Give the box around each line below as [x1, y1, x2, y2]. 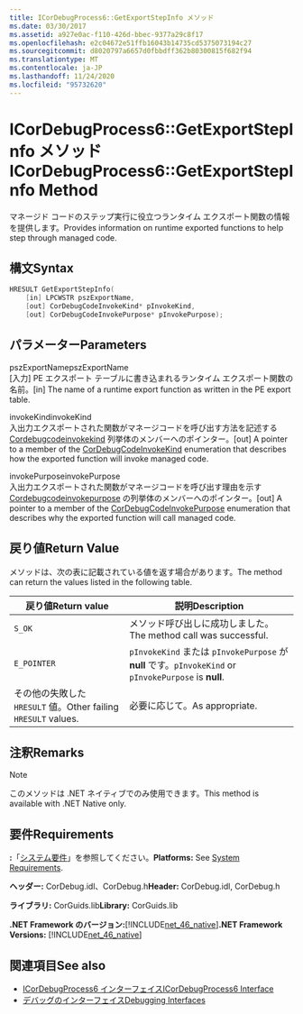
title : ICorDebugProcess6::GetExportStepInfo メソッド [9, 13, 215, 23]
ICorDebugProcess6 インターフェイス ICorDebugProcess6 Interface [22, 983, 274, 994]
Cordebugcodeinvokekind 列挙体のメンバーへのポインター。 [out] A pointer [9, 434, 289, 444]
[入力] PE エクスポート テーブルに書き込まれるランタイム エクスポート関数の [9, 372, 294, 383]
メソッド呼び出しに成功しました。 [129, 617, 274, 629]
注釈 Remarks [9, 745, 85, 760]
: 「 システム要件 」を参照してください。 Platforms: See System [9, 853, 241, 863]
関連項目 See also [9, 957, 106, 973]
